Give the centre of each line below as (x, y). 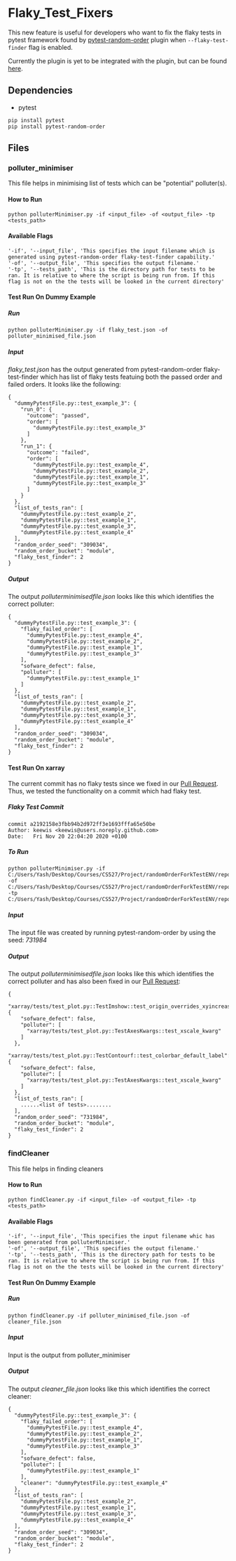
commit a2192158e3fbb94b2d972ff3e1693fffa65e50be (82, 824)
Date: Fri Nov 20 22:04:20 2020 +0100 (68, 836)
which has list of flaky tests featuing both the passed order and (131, 377)
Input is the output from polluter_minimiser (69, 1355)
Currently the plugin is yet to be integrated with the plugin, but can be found (117, 60)
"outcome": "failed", (58, 453)
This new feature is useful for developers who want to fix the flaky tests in (114, 32)
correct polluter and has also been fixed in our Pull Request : (94, 981)
